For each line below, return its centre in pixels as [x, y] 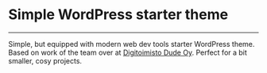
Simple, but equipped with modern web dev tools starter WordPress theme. [132, 44]
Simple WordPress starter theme [118, 15]
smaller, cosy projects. [45, 60]
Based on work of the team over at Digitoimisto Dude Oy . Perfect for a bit [128, 52]
